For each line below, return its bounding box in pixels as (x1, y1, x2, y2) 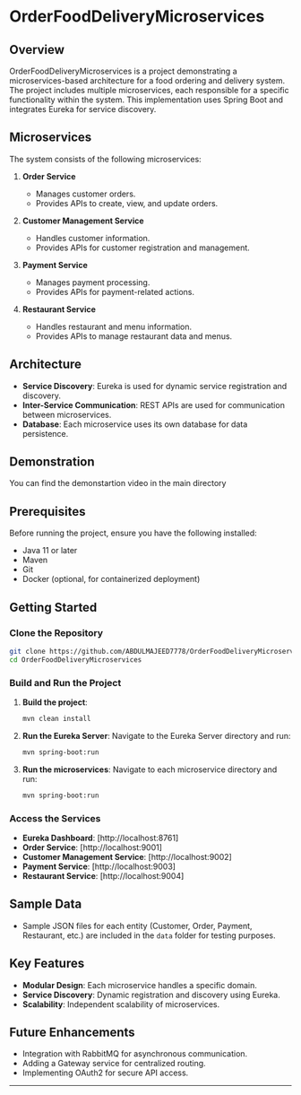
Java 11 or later (21, 545, 78, 556)
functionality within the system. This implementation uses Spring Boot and (9, 94, 284, 105)
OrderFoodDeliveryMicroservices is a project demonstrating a (9, 65, 237, 76)
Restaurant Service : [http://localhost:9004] (21, 870, 185, 881)
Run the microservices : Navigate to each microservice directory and (21, 764, 278, 775)
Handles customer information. (35, 232, 150, 243)
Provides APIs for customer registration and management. (35, 242, 251, 253)
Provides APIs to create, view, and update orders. (35, 197, 219, 208)
